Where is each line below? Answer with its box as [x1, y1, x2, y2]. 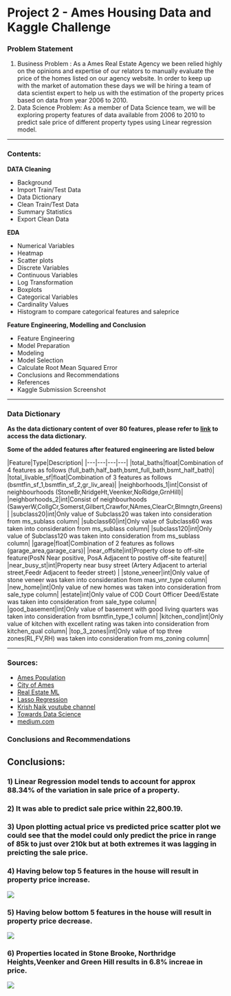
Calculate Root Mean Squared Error [16, 363, 118, 371]
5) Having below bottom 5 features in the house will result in [7, 907, 212, 917]
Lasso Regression [16, 696, 68, 704]
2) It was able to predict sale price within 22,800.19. [7, 804, 184, 813]
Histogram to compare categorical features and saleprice [16, 307, 179, 315]
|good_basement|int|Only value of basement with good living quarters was [7, 605, 219, 614]
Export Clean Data [16, 215, 69, 223]
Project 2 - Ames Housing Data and [7, 5, 212, 21]
